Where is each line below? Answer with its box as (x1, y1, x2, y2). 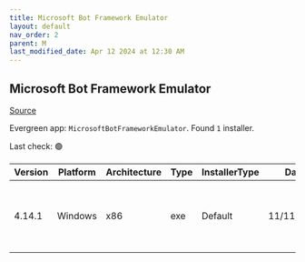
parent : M (9, 38, 47, 48)
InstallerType (201, 166, 261, 178)
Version (14, 166, 49, 178)
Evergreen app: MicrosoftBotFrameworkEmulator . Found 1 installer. (9, 122, 255, 133)
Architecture (105, 166, 162, 178)
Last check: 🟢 (9, 140, 64, 151)
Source (9, 105, 36, 116)
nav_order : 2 (9, 30, 59, 39)
